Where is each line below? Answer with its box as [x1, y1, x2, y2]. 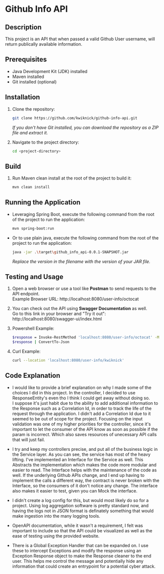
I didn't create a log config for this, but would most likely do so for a [12, 497, 149, 503]
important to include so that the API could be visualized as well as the [12, 527, 153, 533]
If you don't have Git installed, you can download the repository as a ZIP [12, 124, 159, 130]
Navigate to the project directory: [12, 139, 79, 145]
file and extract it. [12, 130, 48, 135]
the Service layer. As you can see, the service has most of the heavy [12, 451, 151, 457]
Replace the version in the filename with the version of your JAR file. [12, 259, 151, 264]
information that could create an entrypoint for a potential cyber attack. [12, 563, 156, 569]
